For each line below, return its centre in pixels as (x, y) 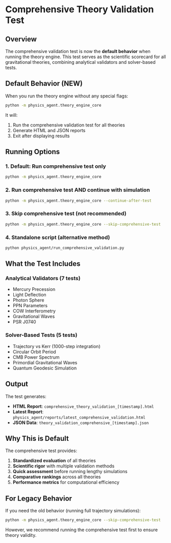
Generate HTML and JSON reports (49, 130)
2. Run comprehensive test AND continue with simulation (78, 190)
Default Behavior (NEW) (44, 83)
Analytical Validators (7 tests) (43, 278)
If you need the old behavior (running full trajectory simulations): (73, 511)
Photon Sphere (28, 300)
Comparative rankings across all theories (57, 477)
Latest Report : (28, 411)
